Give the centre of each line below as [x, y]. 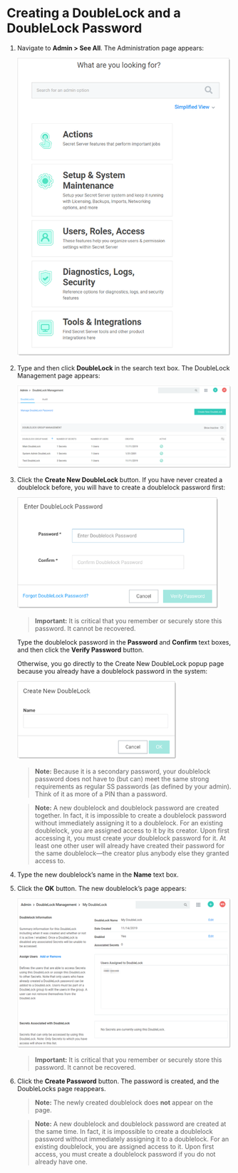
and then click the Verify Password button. [80, 650]
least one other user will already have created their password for [130, 845]
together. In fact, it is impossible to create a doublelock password [131, 815]
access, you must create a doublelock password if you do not [125, 1154]
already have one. [61, 1162]
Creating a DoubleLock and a [94, 13]
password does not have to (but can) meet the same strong [122, 778]
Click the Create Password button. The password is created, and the [118, 1081]
